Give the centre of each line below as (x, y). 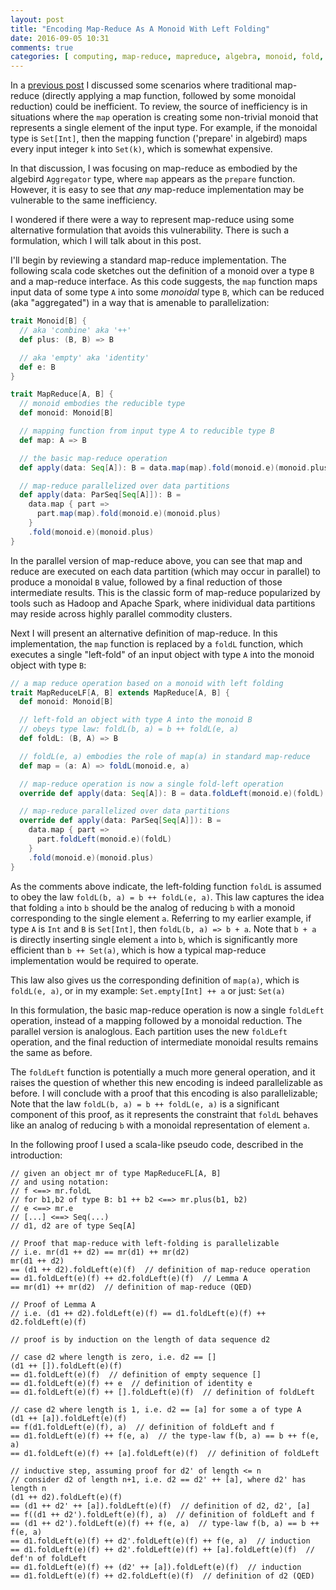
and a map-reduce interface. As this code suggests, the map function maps (164, 282)
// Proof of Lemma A (53, 1304)
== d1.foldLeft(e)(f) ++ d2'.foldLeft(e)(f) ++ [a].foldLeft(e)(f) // (162, 1549)
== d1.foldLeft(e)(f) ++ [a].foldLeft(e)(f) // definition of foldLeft (165, 1453)
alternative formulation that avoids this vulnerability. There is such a (150, 230)
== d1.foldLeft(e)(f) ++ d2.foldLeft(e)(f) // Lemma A (129, 1278)
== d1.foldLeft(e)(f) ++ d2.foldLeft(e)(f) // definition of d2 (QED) (162, 1576)
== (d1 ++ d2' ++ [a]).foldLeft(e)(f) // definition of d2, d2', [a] (160, 1506)
